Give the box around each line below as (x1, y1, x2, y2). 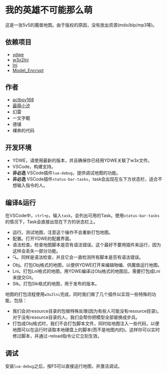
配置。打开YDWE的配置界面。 (12, 236, 74, 242)
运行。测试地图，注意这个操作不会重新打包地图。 (12, 230, 113, 236)
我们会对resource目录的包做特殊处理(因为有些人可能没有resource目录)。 (12, 308, 162, 314)
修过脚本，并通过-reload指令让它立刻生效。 (12, 333, 102, 339)
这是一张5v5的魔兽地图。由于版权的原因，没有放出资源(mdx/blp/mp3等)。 (5, 22, 158, 28)
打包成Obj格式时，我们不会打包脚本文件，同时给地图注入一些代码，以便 (12, 321, 160, 327)
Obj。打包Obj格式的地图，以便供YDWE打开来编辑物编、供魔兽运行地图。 (12, 262, 162, 268)
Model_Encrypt (12, 67, 44, 73)
